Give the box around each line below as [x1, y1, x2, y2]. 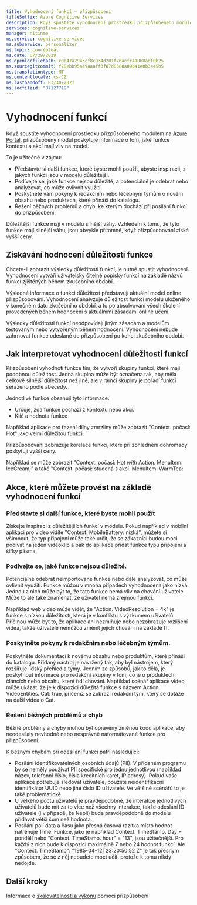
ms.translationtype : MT [6, 69, 64, 75]
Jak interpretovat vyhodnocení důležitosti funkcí [6, 349, 188, 359]
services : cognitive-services [6, 25, 80, 31]
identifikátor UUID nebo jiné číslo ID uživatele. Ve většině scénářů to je [14, 784, 185, 792]
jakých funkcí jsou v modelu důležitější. [14, 171, 110, 178]
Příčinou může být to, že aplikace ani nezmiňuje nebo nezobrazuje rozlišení [6, 618, 188, 625]
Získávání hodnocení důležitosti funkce [6, 250, 154, 260]
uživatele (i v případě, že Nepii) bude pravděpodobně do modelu [14, 810, 171, 817]
